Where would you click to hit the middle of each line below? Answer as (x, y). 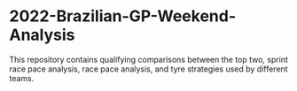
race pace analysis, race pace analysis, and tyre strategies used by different (148, 69)
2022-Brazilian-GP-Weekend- (123, 16)
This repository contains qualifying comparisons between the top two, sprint (148, 59)
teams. (22, 78)
